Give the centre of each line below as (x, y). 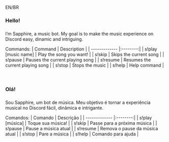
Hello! (13, 20)
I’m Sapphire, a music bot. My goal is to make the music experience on (79, 34)
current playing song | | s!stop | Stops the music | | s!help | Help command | (85, 65)
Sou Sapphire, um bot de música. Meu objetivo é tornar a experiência (78, 102)
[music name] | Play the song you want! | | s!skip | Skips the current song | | (85, 54)
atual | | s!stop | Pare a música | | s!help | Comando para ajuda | (72, 134)
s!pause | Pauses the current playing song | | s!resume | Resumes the (78, 60)
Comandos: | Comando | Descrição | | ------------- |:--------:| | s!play (79, 118)
